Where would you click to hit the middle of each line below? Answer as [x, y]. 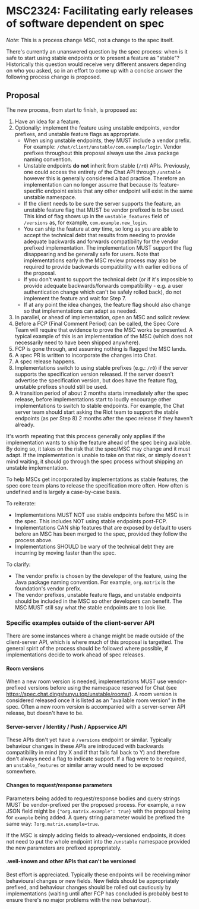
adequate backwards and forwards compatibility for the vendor [101, 241]
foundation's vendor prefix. [48, 588]
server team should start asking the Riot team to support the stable [97, 412]
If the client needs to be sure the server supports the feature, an [102, 203]
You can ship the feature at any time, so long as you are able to [101, 229]
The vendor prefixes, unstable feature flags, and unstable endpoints [98, 595]
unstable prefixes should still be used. [61, 386]
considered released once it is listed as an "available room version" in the [96, 700]
